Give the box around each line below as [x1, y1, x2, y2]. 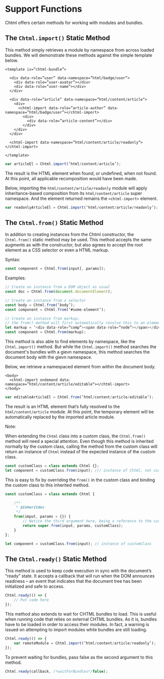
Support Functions [5, 3, 82, 15]
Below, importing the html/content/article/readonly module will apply [5, 185, 147, 191]
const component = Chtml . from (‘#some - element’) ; [5, 307, 106, 312]
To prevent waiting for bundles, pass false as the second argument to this [5, 654, 153, 660]
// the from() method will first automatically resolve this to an [5, 321, 145, 326]
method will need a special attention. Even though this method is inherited [5, 438, 154, 444]
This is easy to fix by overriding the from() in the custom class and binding [5, 477, 155, 483]
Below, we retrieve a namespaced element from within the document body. [5, 364, 156, 370]
